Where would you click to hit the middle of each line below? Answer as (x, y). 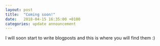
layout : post (19, 10)
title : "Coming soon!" (30, 14)
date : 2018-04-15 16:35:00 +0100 (43, 19)
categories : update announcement (41, 24)
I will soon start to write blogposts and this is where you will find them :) (80, 38)
